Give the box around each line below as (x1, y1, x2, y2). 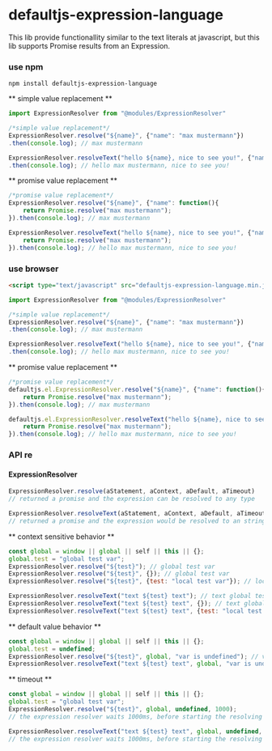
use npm (8, 61, 44, 72)
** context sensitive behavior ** (8, 532, 115, 541)
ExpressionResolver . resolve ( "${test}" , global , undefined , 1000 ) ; (8, 706, 237, 714)
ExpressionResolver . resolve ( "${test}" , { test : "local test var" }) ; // (8, 577, 252, 586)
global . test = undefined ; (8, 645, 96, 653)
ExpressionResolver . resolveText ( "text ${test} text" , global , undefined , (8, 727, 263, 736)
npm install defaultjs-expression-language (8, 79, 158, 88)
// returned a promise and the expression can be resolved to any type (8, 495, 255, 503)
